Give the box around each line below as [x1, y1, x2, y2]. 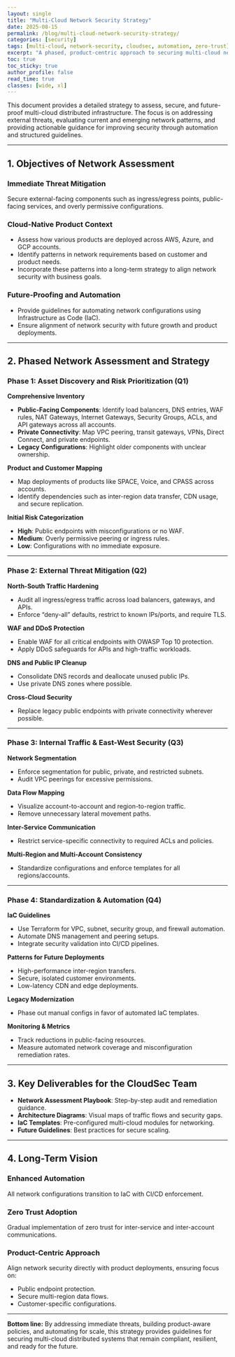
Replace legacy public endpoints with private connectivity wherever [17, 707, 213, 715]
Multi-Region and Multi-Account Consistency [7, 850, 143, 858]
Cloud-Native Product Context [7, 219, 113, 229]
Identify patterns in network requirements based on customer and [17, 250, 208, 259]
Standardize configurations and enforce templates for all [17, 863, 180, 872]
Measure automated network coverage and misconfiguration [17, 1043, 192, 1052]
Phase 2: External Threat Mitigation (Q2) [7, 566, 148, 576]
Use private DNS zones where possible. [17, 679, 132, 688]
